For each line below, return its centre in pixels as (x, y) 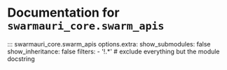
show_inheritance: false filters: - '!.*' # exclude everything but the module (113, 51)
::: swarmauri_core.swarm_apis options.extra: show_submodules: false (109, 44)
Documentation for (63, 13)
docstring (21, 59)
